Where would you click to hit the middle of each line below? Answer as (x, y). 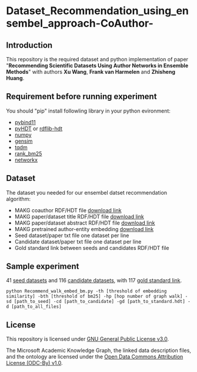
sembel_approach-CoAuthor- (80, 23)
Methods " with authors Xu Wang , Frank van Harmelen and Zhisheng (91, 72)
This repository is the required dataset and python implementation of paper (97, 59)
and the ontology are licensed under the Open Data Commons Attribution (95, 357)
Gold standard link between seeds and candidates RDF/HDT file (92, 248)
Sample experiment (43, 266)
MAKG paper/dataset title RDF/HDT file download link (79, 216)
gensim (24, 141)
